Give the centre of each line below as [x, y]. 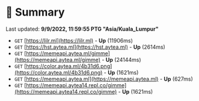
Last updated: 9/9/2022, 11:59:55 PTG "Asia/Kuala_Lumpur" [82, 29]
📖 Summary [35, 12]
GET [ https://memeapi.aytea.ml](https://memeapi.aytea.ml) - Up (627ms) [104, 79]
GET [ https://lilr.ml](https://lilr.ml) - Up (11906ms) [74, 40]
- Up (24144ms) [121, 60]
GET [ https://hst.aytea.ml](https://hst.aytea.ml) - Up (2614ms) [90, 47]
